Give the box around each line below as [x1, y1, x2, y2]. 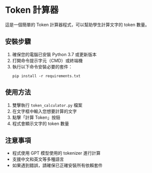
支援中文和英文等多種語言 [12, 156, 64, 162]
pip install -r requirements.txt [12, 73, 81, 79]
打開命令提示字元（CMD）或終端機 [12, 58, 83, 63]
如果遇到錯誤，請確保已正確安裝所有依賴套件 [12, 163, 103, 169]
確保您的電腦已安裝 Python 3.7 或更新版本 [12, 51, 97, 57]
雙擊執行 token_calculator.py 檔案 [12, 102, 82, 108]
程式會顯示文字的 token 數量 [12, 120, 70, 126]
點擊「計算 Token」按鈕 [12, 114, 60, 120]
